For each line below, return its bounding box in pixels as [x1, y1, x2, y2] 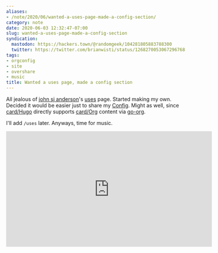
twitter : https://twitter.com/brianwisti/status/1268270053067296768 [11, 47, 185, 53]
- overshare [6, 69, 35, 75]
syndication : [6, 36, 38, 42]
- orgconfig [6, 58, 35, 63]
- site [6, 63, 22, 69]
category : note [6, 19, 43, 25]
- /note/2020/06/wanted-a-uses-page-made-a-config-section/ [6, 14, 157, 20]
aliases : [6, 8, 28, 15]
